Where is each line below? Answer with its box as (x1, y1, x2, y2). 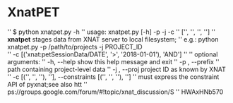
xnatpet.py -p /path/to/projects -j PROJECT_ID (7, 42, 143, 51)
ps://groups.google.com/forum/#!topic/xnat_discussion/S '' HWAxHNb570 (7, 87, 224, 96)
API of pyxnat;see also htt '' (7, 80, 88, 88)
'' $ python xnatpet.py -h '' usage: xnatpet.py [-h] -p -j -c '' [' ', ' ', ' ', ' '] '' (7, 28, 215, 36)
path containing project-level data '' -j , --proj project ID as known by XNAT (7, 65, 226, 73)
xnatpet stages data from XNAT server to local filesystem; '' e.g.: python (7, 35, 219, 43)
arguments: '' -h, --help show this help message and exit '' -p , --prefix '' (7, 57, 220, 66)
